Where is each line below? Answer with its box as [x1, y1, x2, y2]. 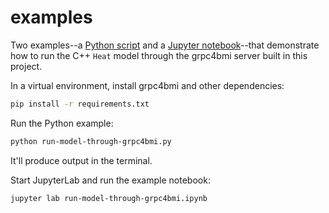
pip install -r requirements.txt [10, 99, 150, 109]
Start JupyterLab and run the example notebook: [10, 174, 211, 186]
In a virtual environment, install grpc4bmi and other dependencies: [10, 79, 285, 91]
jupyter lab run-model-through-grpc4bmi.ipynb [10, 193, 208, 203]
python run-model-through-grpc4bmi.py [10, 136, 172, 146]
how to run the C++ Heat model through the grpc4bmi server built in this [10, 49, 308, 61]
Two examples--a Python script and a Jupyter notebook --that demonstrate [10, 39, 320, 51]
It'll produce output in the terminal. [10, 154, 153, 166]
